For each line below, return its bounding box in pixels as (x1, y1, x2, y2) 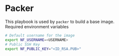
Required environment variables (5, 23, 69, 29)
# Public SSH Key (5, 42, 40, 47)
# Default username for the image (5, 33, 75, 38)
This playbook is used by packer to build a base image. (5, 19, 115, 24)
